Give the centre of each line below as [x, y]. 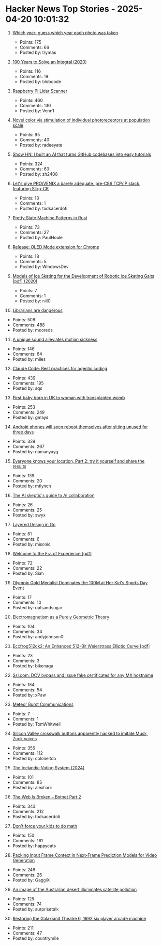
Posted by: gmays [30, 417]
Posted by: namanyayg [35, 451]
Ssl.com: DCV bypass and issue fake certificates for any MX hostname [83, 675]
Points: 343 [24, 806]
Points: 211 [23, 928]
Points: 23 [22, 655]
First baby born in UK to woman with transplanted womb [69, 398]
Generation [24, 860]
